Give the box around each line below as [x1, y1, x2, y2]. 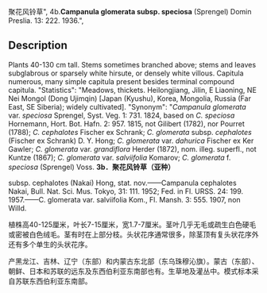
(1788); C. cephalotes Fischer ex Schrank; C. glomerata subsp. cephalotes [8, 127, 253, 137]
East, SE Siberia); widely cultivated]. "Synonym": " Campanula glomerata [8, 102, 246, 111]
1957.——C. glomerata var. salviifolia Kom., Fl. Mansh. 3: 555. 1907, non [8, 195, 241, 204]
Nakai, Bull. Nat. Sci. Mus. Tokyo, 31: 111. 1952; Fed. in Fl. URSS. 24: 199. [8, 186, 244, 196]
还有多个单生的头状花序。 [8, 239, 92, 249]
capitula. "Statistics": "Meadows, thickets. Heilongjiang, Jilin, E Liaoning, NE [8, 85, 257, 94]
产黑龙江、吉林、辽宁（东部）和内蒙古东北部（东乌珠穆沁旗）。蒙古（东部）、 [8, 256, 259, 266]
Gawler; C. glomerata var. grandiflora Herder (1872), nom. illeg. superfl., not [8, 144, 257, 153]
